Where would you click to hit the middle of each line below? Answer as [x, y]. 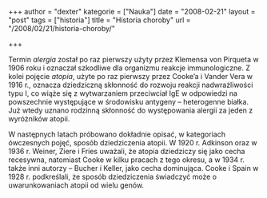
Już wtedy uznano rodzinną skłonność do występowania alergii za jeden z [131, 110]
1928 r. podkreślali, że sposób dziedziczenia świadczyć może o [113, 176]
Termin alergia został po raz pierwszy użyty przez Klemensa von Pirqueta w [133, 59]
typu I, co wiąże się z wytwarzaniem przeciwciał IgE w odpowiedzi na [123, 93]
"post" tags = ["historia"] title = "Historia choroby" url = [100, 20]
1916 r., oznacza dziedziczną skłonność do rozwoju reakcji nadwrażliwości [131, 85]
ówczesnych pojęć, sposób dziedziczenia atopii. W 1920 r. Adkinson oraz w [133, 143]
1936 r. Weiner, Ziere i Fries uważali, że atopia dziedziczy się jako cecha [127, 151]
